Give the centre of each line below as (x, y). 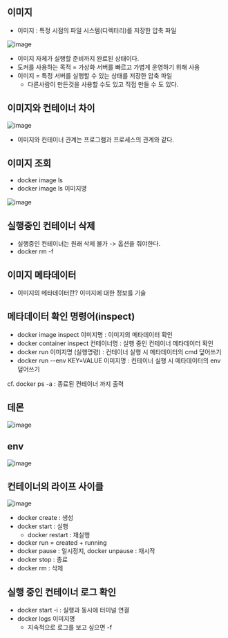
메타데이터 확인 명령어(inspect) (71, 317)
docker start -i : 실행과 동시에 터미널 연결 (73, 610)
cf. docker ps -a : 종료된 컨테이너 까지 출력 (66, 384)
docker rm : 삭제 (40, 568)
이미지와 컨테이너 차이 (51, 108)
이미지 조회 (29, 163)
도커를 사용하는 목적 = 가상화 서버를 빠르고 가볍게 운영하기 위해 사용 (108, 67)
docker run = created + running (62, 543)
